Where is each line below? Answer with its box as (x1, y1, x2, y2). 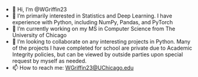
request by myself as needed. (12, 58, 87, 64)
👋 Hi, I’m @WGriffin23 (12, 6, 67, 13)
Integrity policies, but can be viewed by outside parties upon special (12, 51, 183, 58)
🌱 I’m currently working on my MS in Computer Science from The (12, 25, 176, 32)
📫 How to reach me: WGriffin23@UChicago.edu (12, 64, 134, 71)
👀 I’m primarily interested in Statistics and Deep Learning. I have (12, 12, 172, 19)
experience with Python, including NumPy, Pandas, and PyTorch (12, 19, 173, 25)
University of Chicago (12, 32, 67, 39)
